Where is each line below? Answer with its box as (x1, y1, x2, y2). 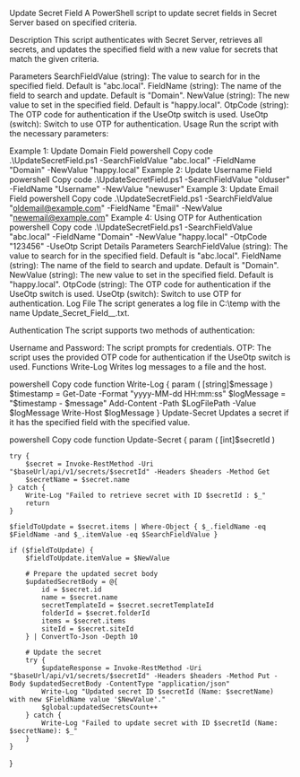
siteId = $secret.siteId (41, 624, 134, 633)
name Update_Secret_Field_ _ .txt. (9, 308, 130, 318)
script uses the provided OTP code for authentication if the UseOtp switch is (9, 352, 291, 362)
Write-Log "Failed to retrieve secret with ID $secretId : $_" (25, 491, 267, 500)
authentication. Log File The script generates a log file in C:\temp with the (9, 298, 280, 309)
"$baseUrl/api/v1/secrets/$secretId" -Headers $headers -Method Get (9, 467, 270, 476)
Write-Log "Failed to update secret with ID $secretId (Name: (41, 719, 279, 728)
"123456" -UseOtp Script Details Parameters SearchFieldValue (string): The (9, 241, 288, 251)
